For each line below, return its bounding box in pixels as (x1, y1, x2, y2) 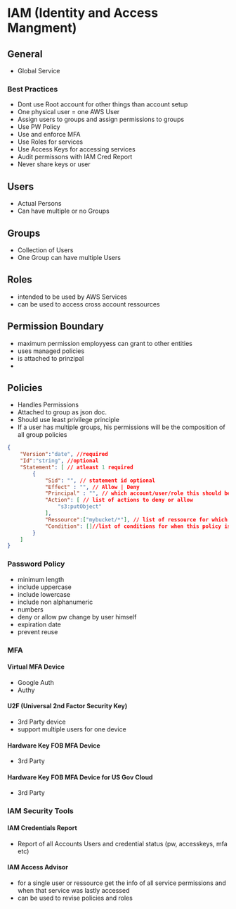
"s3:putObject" (57, 503, 102, 510)
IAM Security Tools (7, 806, 74, 816)
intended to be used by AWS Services (17, 292, 128, 301)
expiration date (17, 620, 61, 629)
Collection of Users (17, 245, 74, 254)
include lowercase (17, 590, 71, 598)
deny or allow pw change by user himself (17, 612, 137, 621)
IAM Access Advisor (7, 863, 69, 872)
